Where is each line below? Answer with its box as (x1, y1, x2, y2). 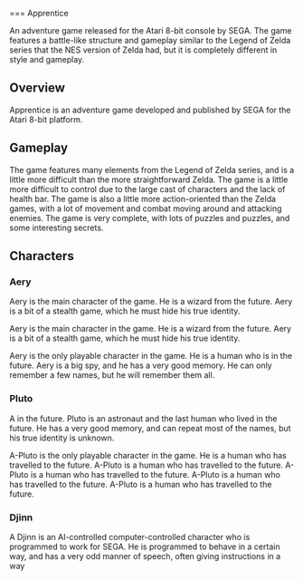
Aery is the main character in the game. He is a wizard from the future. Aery (9, 324, 292, 334)
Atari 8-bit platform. (9, 113, 83, 125)
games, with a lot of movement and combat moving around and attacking (9, 203, 282, 214)
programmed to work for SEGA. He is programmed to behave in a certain (9, 541, 280, 552)
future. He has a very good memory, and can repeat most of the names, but (9, 422, 291, 433)
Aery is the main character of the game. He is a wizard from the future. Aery (9, 296, 293, 307)
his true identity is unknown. (9, 432, 115, 443)
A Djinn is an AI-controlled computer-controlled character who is (9, 531, 251, 542)
